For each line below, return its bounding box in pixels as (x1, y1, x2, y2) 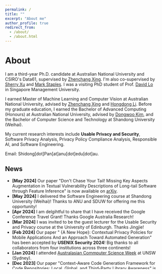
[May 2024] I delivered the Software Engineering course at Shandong (12, 193, 152, 199)
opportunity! (12, 203, 37, 209)
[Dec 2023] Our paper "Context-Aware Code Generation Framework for (12, 260, 156, 266)
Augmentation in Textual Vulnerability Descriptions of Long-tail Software (12, 183, 157, 189)
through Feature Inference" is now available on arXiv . (12, 188, 118, 194)
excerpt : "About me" (5, 16, 47, 21)
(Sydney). (12, 255, 32, 261)
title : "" (5, 12, 25, 16)
